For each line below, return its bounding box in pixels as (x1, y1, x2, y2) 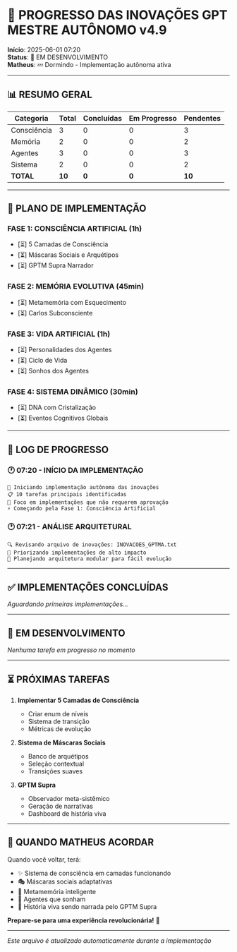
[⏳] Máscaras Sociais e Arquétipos (17, 251, 119, 259)
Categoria (14, 113, 49, 123)
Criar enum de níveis (28, 709, 89, 718)
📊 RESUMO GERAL (7, 89, 93, 101)
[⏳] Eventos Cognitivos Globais (17, 414, 109, 423)
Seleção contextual (28, 759, 85, 768)
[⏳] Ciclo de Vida (17, 356, 68, 365)
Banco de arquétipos (28, 752, 90, 760)
